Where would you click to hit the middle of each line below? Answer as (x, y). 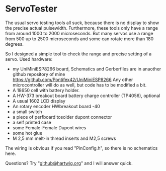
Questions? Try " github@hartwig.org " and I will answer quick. (69, 163)
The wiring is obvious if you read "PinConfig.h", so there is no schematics (81, 148)
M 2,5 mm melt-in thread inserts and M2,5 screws (64, 138)
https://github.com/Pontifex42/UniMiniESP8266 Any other (73, 79)
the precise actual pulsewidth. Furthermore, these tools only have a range (82, 28)
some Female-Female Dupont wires (49, 127)
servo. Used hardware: (29, 59)
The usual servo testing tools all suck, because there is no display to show (82, 23)
